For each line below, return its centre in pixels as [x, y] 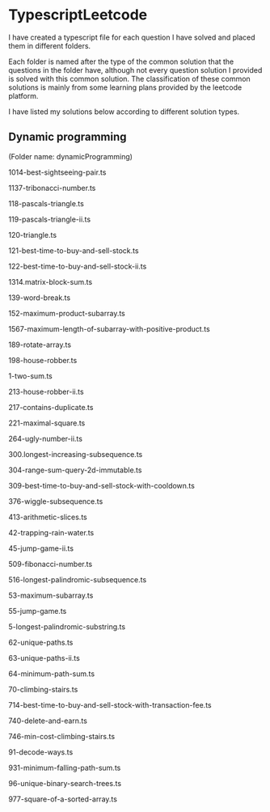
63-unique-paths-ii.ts [44, 658]
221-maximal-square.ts [47, 423]
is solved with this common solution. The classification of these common [129, 78]
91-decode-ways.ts [41, 752]
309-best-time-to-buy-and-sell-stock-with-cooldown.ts [102, 485]
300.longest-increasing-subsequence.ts [76, 454]
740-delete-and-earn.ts [48, 721]
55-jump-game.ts [38, 611]
